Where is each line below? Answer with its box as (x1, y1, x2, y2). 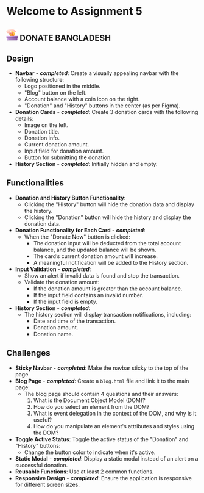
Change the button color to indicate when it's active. (24, 448, 156, 456)
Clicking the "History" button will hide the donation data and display (24, 200, 195, 208)
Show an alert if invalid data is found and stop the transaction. (24, 272, 180, 279)
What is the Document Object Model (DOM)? (33, 397, 146, 404)
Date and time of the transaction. (33, 317, 116, 325)
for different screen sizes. (15, 481, 80, 488)
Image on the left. (24, 121, 69, 129)
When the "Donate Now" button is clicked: (24, 233, 131, 240)
